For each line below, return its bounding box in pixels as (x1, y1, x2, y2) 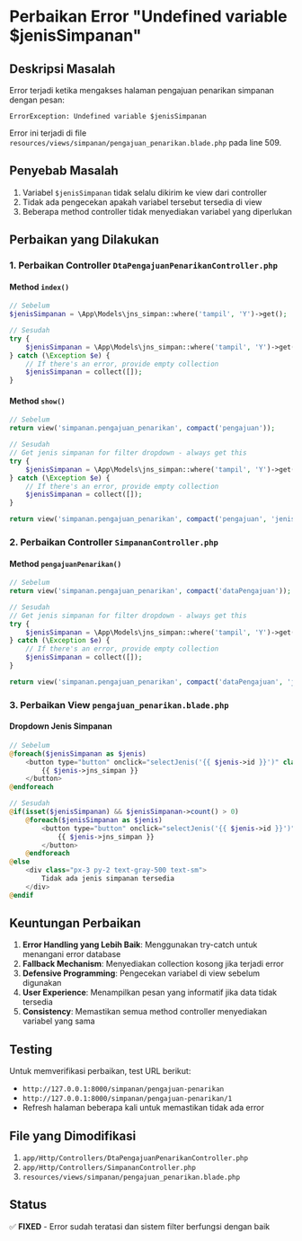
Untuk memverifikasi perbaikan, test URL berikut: (9, 1066, 191, 1077)
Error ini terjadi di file (9, 128, 87, 138)
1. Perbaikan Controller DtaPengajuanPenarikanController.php (9, 259, 279, 271)
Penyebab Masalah (9, 164, 119, 179)
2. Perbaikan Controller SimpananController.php (9, 536, 218, 548)
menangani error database (22, 949, 121, 960)
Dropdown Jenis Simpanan (9, 721, 112, 731)
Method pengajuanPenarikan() (9, 558, 122, 569)
